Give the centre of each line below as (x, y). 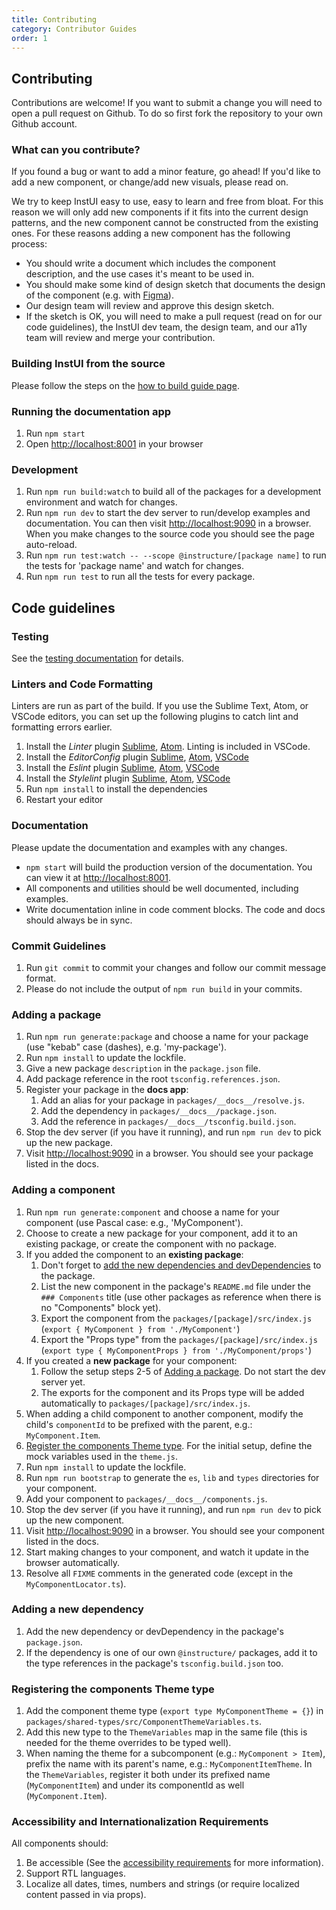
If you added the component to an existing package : (134, 1254)
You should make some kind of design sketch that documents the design (175, 285)
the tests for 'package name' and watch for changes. (134, 566)
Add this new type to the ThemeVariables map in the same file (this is (166, 1732)
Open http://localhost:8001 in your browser (114, 444)
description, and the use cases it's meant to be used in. (140, 274)
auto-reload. (51, 545)
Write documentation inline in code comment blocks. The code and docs (175, 909)
